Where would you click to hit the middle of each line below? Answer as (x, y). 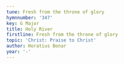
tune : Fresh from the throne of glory (55, 12)
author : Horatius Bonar (36, 46)
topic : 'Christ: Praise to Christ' (51, 40)
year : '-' (19, 52)
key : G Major (23, 23)
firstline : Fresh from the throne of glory (62, 35)
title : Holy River (29, 29)
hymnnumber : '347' (29, 18)
